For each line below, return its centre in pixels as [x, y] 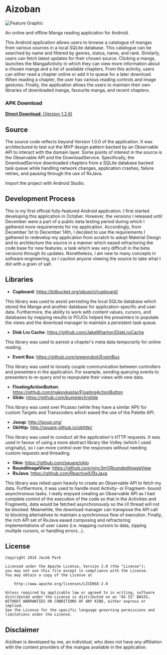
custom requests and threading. [38, 453]
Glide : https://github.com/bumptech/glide [55, 397]
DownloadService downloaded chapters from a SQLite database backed [79, 163]
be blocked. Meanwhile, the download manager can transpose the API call [82, 509]
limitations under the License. [39, 615]
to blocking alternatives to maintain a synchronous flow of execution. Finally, [84, 515]
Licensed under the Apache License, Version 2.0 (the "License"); [76, 567]
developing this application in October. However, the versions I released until [84, 216]
